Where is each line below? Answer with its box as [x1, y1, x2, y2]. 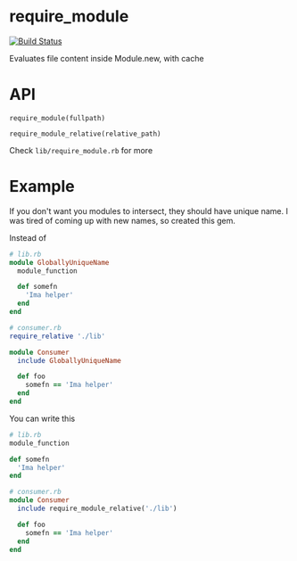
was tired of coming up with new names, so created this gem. [9, 215, 236, 226]
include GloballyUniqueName [17, 356, 122, 365]
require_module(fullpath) [9, 113, 105, 122]
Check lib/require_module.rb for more [9, 144, 153, 155]
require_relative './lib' [9, 332, 105, 341]
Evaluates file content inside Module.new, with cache [9, 53, 204, 63]
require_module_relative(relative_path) [9, 129, 162, 138]
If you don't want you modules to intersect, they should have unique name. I [9, 205, 288, 216]
